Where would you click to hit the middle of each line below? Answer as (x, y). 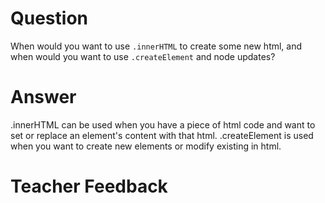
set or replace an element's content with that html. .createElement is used (162, 135)
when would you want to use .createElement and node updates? (143, 56)
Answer (43, 97)
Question (49, 18)
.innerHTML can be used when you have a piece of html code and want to (163, 124)
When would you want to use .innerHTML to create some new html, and (156, 46)
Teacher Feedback (89, 186)
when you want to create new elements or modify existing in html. (146, 146)
